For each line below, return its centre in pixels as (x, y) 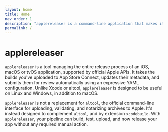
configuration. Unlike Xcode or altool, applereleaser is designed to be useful (84, 88)
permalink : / (19, 28)
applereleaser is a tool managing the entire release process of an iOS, (77, 67)
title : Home (17, 14)
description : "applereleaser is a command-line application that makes (81, 24)
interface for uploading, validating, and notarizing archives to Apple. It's (79, 108)
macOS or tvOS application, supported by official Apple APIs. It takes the (80, 72)
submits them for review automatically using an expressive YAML (72, 83)
